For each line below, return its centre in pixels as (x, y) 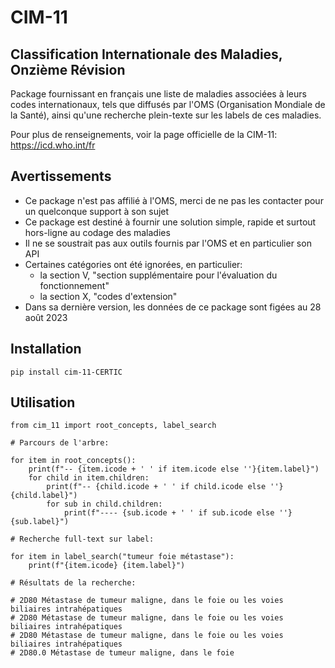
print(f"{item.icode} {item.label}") (107, 566)
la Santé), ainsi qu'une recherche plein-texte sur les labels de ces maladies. (166, 115)
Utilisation (43, 402)
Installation (46, 349)
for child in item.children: (89, 478)
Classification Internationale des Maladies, (146, 54)
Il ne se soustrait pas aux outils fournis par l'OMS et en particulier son (168, 243)
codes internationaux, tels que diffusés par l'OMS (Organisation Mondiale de (168, 104)
